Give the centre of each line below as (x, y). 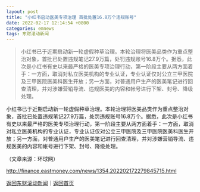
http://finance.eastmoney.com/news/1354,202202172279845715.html (91, 171)
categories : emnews (30, 28)
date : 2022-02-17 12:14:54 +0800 (48, 23)
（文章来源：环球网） (32, 159)
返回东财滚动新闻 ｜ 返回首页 (40, 183)
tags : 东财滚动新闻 (28, 34)
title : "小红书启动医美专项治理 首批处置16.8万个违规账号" (71, 17)
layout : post (22, 12)
